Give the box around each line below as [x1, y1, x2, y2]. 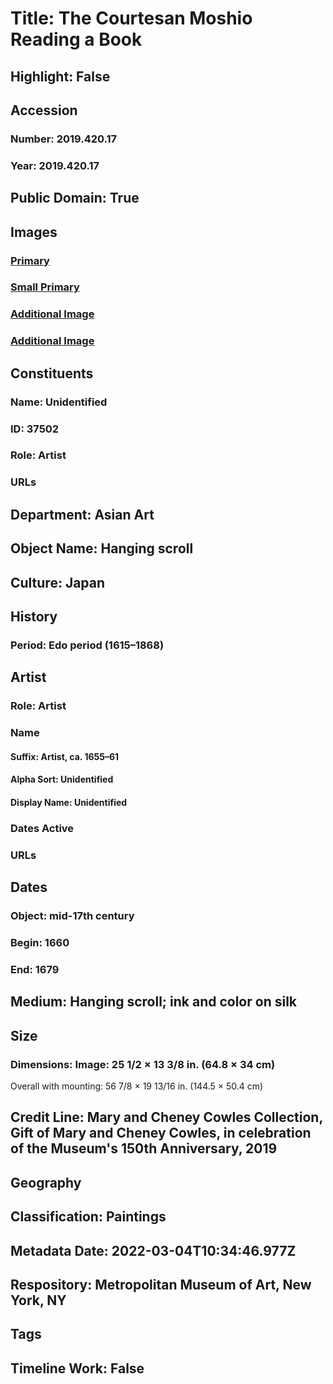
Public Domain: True [10, 190, 140, 207]
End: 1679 [10, 962, 60, 976]
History [10, 608, 58, 625]
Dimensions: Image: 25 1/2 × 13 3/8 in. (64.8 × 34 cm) [10, 1057, 276, 1071]
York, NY [10, 1292, 67, 1309]
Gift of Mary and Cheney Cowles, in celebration [10, 1125, 312, 1142]
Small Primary [10, 280, 80, 294]
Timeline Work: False [10, 1360, 145, 1377]
